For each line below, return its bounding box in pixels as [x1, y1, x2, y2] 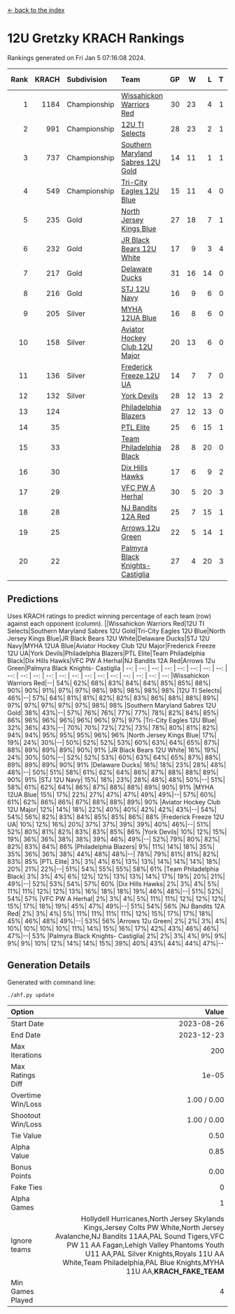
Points [10, 1170, 31, 1180]
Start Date [10, 1019, 44, 1028]
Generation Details [7, 959, 91, 972]
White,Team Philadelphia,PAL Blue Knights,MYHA [62, 1257, 225, 1267]
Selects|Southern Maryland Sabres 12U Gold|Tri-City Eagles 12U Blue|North [7, 627, 226, 635]
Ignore [10, 1236, 33, 1245]
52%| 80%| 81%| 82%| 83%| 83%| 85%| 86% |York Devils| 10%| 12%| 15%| [7, 827, 227, 836]
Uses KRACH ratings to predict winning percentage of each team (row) [7, 612, 212, 620]
